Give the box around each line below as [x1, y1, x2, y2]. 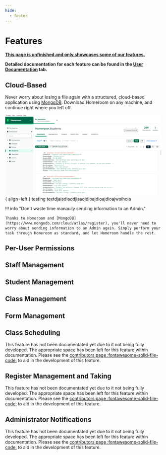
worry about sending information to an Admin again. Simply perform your [5, 226, 161, 230]
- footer [9, 13, 28, 18]
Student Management [5, 278, 74, 286]
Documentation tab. [5, 67, 48, 73]
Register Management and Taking [5, 372, 111, 380]
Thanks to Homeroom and [5, 216, 55, 221]
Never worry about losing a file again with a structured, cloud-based [5, 94, 145, 100]
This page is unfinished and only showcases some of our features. [5, 52, 145, 58]
